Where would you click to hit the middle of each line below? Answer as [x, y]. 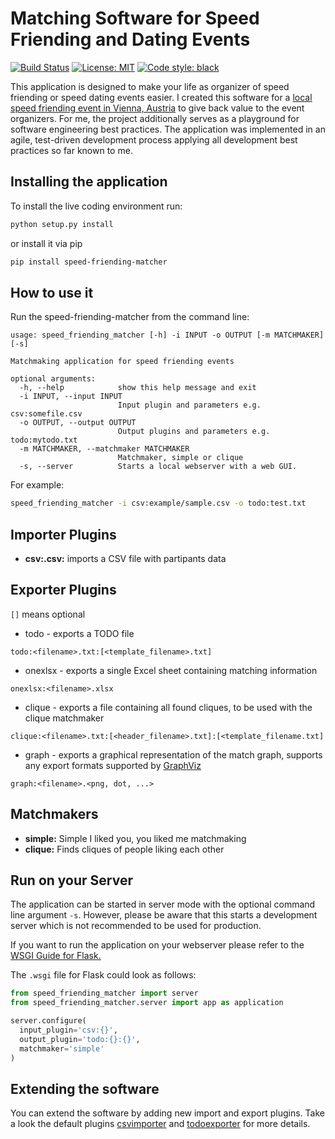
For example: [37, 485]
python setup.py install [62, 224]
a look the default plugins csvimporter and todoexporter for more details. [160, 1124]
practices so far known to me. [71, 150]
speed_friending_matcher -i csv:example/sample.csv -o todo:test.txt [158, 503]
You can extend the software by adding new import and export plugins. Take [167, 1113]
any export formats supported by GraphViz [113, 765]
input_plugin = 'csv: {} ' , [68, 1030]
